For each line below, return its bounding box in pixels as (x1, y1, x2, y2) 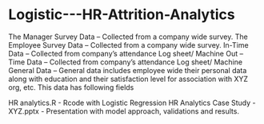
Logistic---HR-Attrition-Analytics (8, 6, 235, 24)
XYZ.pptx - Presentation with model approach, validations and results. (8, 106, 240, 116)
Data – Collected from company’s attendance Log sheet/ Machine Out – (8, 48, 244, 58)
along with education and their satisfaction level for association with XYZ (8, 74, 249, 83)
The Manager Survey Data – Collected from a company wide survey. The (8, 32, 248, 41)
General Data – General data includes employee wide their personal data (8, 65, 247, 75)
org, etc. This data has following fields (8, 82, 134, 92)
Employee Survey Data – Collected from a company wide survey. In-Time (8, 40, 250, 49)
